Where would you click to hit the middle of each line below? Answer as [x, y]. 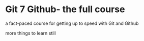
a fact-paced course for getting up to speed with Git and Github [72, 23]
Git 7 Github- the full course [65, 9]
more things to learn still [31, 33]
